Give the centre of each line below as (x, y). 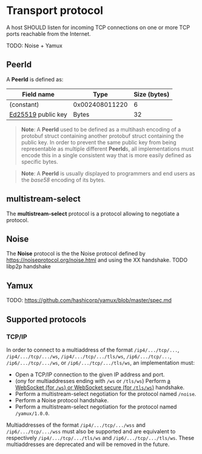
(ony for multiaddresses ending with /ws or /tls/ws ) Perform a (93, 381)
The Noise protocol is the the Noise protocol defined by (76, 254)
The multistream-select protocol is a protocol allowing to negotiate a (93, 214)
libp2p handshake (29, 266)
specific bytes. (40, 161)
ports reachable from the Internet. (49, 33)
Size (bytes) (151, 94)
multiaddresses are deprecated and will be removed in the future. (88, 444)
